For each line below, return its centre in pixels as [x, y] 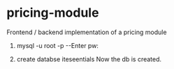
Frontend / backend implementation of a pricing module [87, 32]
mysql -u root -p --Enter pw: [58, 45]
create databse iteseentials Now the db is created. [89, 59]
